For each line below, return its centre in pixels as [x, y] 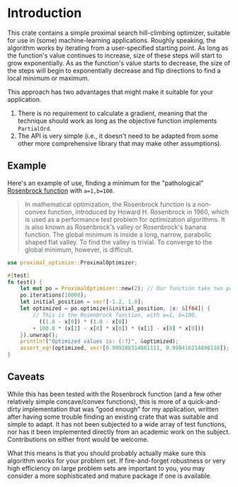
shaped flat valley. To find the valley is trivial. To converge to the [118, 242]
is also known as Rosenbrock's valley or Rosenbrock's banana [115, 227]
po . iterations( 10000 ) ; [53, 295]
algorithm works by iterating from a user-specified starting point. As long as [118, 48]
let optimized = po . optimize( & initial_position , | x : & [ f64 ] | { [115, 309]
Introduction [45, 13]
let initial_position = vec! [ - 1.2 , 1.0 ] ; [82, 302]
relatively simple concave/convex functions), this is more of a [97, 401]
